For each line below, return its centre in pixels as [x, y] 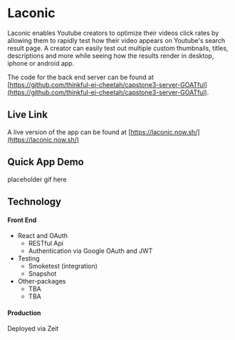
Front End [22, 220]
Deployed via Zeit [33, 329]
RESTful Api [46, 244]
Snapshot [42, 274]
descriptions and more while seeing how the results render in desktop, [111, 56]
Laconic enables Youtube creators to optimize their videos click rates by [113, 33]
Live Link [28, 115]
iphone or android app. [41, 63]
